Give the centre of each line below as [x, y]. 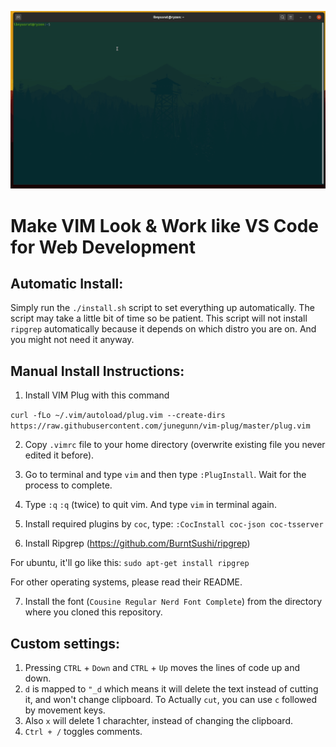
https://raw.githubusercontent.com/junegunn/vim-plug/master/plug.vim [160, 426]
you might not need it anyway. [72, 340]
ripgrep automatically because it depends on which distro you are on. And [163, 329]
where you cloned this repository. [93, 612]
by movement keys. [65, 710]
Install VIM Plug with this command [97, 395]
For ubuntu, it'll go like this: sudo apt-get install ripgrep [130, 563]
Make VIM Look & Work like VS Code [164, 225]
